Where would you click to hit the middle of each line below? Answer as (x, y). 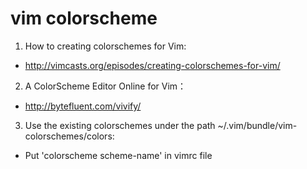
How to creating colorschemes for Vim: (105, 46)
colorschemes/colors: (69, 136)
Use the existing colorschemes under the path (120, 125)
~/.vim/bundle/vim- (257, 125)
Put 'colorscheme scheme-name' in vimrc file (118, 155)
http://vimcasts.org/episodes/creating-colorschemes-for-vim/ (152, 65)
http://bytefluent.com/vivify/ (83, 106)
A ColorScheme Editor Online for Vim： (105, 86)
